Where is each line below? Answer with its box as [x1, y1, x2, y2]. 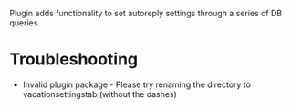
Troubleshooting [9, 49, 139, 70]
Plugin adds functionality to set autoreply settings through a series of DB [9, 8, 283, 18]
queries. [9, 17, 41, 28]
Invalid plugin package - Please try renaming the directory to [22, 79, 251, 90]
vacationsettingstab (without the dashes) [22, 88, 178, 99]
